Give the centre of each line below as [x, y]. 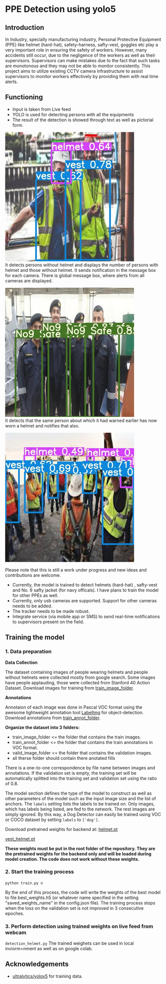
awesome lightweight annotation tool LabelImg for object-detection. [74, 712]
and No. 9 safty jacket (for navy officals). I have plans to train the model [85, 590]
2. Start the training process [40, 872]
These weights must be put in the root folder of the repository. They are [80, 848]
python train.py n [24, 883]
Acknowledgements [37, 964]
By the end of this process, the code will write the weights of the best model [83, 892]
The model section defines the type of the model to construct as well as [79, 793]
